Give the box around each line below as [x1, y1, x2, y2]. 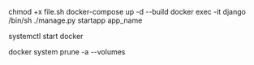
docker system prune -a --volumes [8, 47, 126, 56]
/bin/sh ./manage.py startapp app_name [8, 15, 143, 25]
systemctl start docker [8, 32, 84, 41]
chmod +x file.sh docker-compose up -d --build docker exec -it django [8, 7, 246, 16]
